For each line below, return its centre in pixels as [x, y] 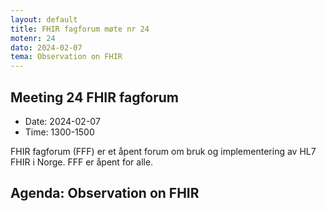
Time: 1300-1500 [59, 132]
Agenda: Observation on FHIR [105, 193]
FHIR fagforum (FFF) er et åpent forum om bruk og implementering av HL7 [163, 151]
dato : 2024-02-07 [46, 47]
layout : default [44, 19]
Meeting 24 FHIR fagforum [95, 97]
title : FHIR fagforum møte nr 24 [80, 29]
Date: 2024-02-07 [62, 121]
